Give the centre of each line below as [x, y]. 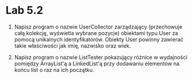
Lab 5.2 [24, 10]
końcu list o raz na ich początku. [54, 69]
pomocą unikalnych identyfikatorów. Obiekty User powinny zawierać [99, 39]
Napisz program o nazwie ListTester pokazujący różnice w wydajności [101, 57]
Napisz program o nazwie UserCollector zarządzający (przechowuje [98, 27]
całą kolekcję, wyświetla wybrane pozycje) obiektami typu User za [96, 33]
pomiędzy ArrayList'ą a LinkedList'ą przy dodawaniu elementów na [97, 64]
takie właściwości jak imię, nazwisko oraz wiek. [73, 46]
